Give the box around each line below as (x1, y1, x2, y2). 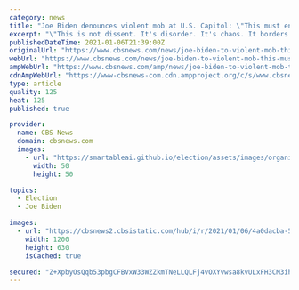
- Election (17, 194, 58, 203)
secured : (9, 268, 42, 277)
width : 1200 (25, 235, 69, 244)
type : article (9, 79, 62, 88)
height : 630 (25, 243, 69, 252)
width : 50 (32, 161, 69, 170)
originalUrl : (9, 46, 58, 55)
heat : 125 (9, 95, 46, 105)
